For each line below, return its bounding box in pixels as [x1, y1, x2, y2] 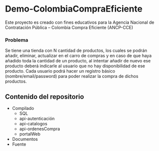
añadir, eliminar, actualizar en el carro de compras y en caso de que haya [5, 53, 152, 59]
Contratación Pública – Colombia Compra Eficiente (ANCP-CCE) [5, 24, 134, 30]
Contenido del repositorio [5, 92, 84, 101]
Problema [5, 36, 28, 43]
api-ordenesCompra [19, 126, 60, 132]
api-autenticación [19, 116, 55, 121]
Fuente [12, 141, 26, 147]
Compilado [12, 106, 34, 111]
